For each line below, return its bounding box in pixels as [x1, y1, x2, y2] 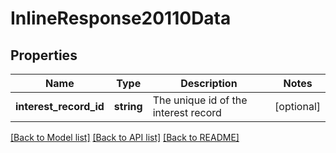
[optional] [274, 100, 321, 113]
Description [180, 77, 238, 90]
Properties [10, 47, 78, 64]
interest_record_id [15, 100, 105, 113]
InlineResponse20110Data [10, 7, 232, 30]
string [113, 100, 143, 113]
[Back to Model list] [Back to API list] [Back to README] [10, 132, 240, 143]
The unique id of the [152, 93, 248, 107]
